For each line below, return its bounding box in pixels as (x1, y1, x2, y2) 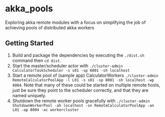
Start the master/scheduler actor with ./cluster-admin (12, 62, 123, 68)
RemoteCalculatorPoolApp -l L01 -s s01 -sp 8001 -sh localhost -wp (12, 77, 154, 82)
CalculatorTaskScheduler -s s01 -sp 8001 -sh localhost (12, 68, 130, 73)
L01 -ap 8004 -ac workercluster (12, 107, 79, 112)
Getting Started (5, 39, 54, 48)
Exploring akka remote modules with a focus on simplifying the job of (5, 19, 146, 25)
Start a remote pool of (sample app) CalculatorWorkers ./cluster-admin (12, 72, 159, 78)
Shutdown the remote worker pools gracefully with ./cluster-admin (12, 98, 150, 104)
